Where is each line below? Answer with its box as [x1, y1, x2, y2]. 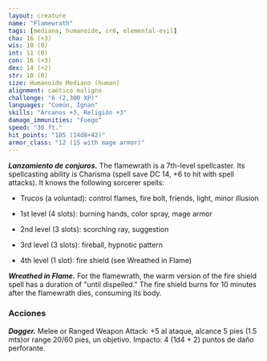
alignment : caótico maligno [8, 86, 103, 95]
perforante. [8, 343, 46, 353]
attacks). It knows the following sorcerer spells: [8, 177, 164, 187]
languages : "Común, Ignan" [8, 101, 99, 109]
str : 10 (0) [8, 71, 48, 79]
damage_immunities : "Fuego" [8, 116, 103, 124]
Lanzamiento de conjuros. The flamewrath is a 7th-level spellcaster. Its [8, 160, 245, 170]
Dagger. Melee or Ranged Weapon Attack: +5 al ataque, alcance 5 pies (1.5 [8, 326, 257, 335]
